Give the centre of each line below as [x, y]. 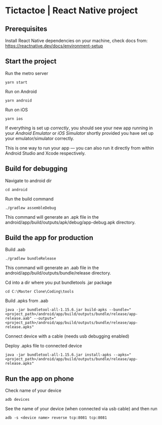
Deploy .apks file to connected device [44, 346]
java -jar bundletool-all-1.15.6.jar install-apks [58, 355]
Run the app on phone [40, 378]
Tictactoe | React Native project [72, 11]
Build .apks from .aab [27, 301]
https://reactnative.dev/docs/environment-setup [54, 46]
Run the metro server [27, 73]
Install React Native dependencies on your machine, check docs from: [77, 40]
